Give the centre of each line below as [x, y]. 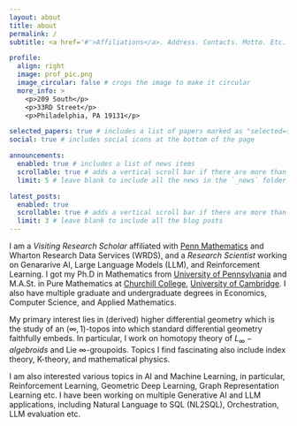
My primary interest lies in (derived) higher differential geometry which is [142, 319]
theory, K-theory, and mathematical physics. [90, 359]
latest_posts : [35, 196]
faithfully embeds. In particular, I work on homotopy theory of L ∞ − [131, 339]
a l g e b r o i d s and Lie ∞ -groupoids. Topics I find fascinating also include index [148, 349]
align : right [41, 66]
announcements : [37, 156]
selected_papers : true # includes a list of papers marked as [126, 132]
